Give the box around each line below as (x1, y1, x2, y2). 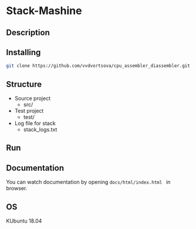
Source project (14, 95, 51, 102)
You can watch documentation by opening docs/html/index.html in (6, 179, 171, 186)
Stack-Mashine (6, 4, 82, 18)
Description (6, 28, 50, 38)
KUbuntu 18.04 (6, 217, 42, 224)
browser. (6, 185, 28, 192)
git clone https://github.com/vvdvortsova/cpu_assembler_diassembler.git (6, 63, 191, 69)
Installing (6, 47, 41, 57)
